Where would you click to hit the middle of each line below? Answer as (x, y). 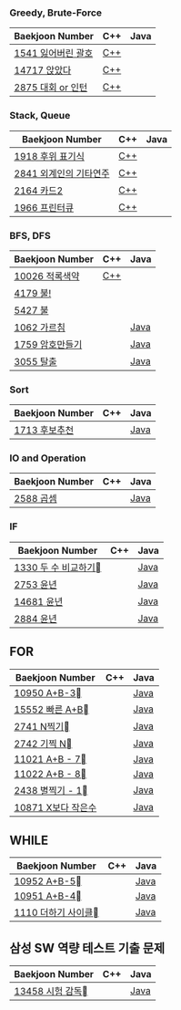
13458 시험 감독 (51, 992)
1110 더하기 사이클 (56, 912)
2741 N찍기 (42, 726)
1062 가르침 (40, 328)
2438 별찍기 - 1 (51, 790)
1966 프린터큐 (44, 207)
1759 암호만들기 (48, 344)
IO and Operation (48, 458)
